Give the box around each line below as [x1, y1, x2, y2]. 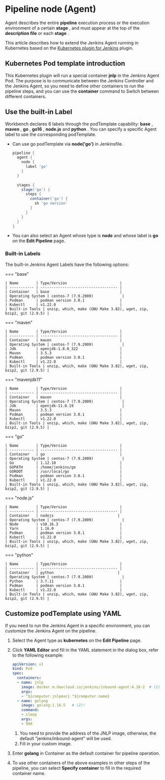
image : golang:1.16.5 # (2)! [21, 703, 86, 708]
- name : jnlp [17, 680, 44, 685]
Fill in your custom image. [19, 741, 72, 746]
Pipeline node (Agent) [5, 3, 96, 15]
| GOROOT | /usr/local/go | [5, 469, 122, 474]
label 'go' [25, 164, 48, 169]
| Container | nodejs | [5, 513, 120, 518]
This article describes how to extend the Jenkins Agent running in [5, 39, 139, 45]
